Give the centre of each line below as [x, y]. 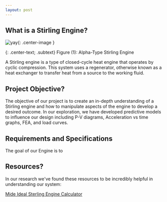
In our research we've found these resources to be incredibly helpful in [79, 179]
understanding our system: [33, 184]
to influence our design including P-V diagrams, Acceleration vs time [77, 117]
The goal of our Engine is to [34, 151]
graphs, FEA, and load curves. [37, 123]
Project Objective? [35, 89]
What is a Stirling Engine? [47, 31]
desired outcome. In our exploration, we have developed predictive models [83, 112]
